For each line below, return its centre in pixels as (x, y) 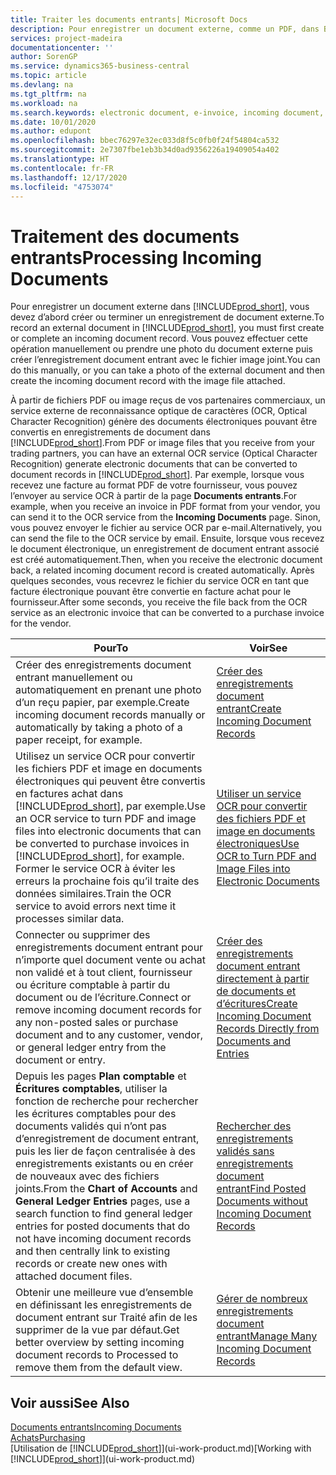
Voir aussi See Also (70, 1402)
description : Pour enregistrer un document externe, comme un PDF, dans (165, 29)
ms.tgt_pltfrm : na (48, 94)
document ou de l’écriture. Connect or (103, 998)
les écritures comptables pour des (96, 1114)
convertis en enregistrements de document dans (110, 432)
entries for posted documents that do (103, 1226)
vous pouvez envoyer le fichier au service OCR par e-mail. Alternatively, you (166, 528)
